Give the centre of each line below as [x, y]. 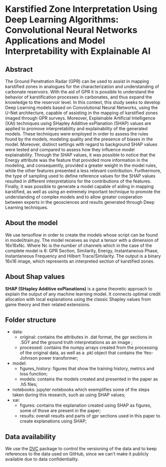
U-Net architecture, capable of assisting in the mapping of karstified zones [82, 113]
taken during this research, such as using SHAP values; [69, 395]
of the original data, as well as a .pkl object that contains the [81, 353]
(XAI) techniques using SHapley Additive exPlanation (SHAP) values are [78, 123]
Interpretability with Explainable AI [78, 51]
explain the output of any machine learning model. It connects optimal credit [83, 294]
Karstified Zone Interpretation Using [81, 9]
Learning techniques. [27, 207]
